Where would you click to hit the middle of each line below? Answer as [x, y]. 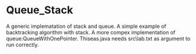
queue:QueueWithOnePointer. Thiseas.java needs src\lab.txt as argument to [98, 38]
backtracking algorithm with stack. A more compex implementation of [91, 32]
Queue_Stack [40, 10]
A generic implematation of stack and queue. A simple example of [86, 26]
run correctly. [23, 45]
